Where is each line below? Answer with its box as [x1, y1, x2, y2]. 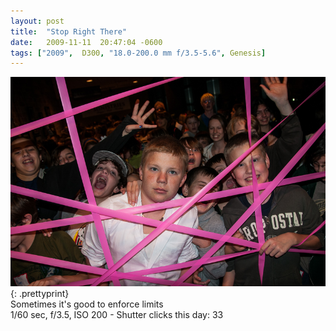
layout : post [10, 16, 65, 26]
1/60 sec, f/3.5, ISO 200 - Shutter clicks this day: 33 [10, 308, 224, 320]
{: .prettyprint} [10, 287, 70, 299]
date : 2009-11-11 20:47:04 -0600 [10, 37, 163, 47]
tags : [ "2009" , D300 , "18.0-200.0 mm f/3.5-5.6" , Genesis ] [10, 48, 267, 58]
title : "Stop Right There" [10, 26, 128, 37]
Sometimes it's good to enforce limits [10, 298, 164, 310]
